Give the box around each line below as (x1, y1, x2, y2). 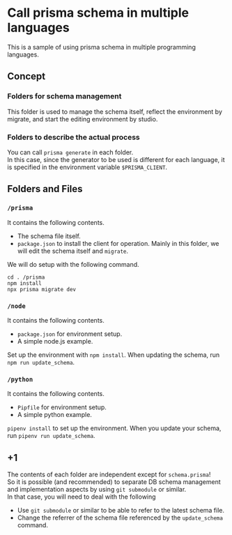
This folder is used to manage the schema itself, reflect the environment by (7, 107, 223, 116)
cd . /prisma (7, 274, 45, 281)
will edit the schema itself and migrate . (17, 247, 129, 255)
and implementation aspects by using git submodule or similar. (7, 485, 187, 494)
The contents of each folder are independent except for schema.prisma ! (7, 470, 211, 479)
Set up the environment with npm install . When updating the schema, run (7, 351, 220, 359)
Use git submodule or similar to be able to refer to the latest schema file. (17, 506, 225, 515)
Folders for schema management (7, 91, 122, 101)
